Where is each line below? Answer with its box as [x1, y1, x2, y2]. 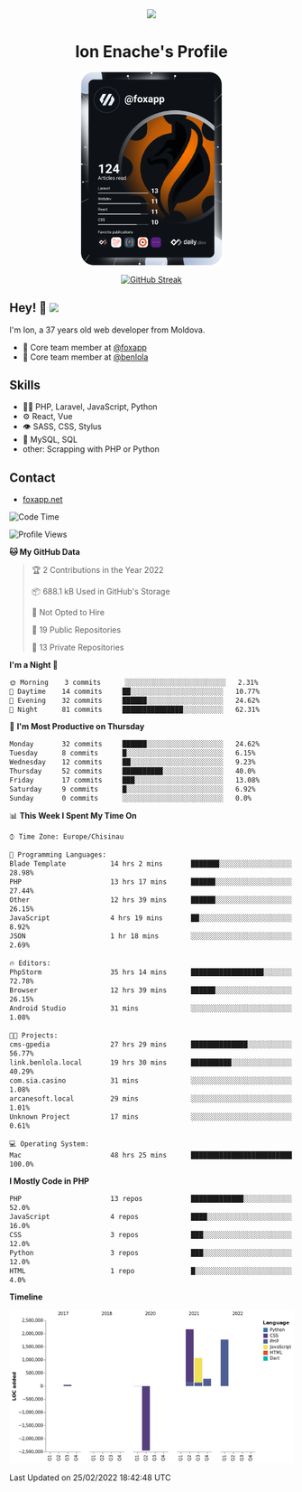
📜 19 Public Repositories [31, 624, 122, 635]
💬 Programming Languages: [9, 850, 106, 859]
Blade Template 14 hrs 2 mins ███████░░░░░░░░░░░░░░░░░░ [9, 859, 293, 868]
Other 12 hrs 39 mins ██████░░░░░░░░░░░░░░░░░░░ [9, 896, 293, 905]
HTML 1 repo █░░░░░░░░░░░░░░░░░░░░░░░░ [9, 1267, 293, 1276]
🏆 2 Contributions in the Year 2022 [31, 565, 164, 576]
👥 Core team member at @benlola [22, 352, 149, 362]
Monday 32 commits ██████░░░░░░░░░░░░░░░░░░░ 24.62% [9, 740, 260, 749]
